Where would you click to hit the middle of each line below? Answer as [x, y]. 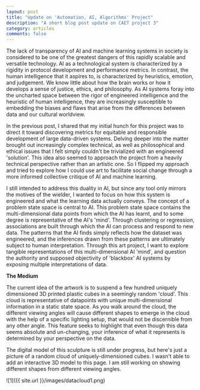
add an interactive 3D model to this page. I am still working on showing [93, 363]
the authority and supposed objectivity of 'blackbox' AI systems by [89, 258]
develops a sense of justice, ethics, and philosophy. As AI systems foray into [100, 89]
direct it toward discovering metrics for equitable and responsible [87, 133]
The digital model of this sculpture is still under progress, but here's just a [97, 350]
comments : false [26, 34]
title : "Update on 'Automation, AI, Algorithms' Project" [80, 17]
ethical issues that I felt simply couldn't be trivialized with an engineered [95, 151]
